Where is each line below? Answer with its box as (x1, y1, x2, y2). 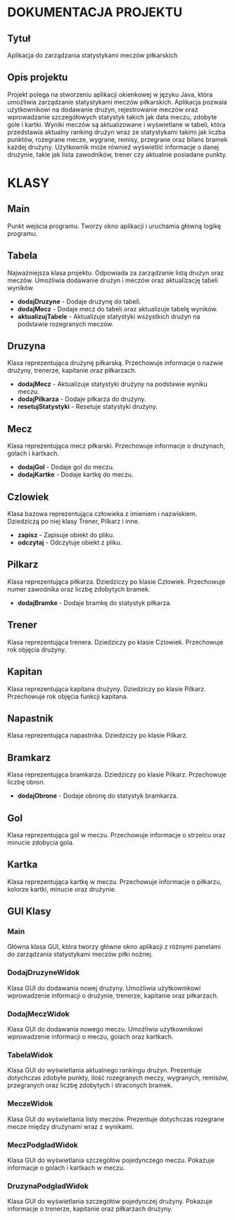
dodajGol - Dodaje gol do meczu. (17, 463, 115, 472)
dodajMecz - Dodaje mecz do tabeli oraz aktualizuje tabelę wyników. (17, 304, 218, 313)
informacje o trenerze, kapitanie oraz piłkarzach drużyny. (7, 1204, 173, 1213)
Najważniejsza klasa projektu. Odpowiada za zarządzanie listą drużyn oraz (7, 268, 224, 277)
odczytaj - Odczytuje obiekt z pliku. (17, 538, 122, 547)
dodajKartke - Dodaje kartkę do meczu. (17, 470, 134, 479)
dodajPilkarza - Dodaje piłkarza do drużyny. (17, 395, 146, 403)
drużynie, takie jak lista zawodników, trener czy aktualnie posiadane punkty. (7, 150, 227, 159)
